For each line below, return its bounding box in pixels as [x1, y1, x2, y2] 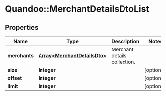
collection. [111, 58, 136, 65]
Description [111, 38, 140, 45]
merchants [7, 52, 34, 59]
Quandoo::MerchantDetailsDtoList [5, 3, 150, 15]
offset [7, 75, 22, 81]
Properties [5, 23, 39, 32]
